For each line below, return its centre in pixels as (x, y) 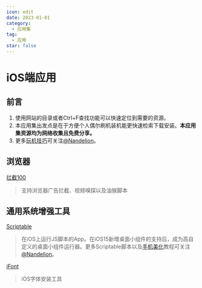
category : (19, 23)
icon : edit (20, 12)
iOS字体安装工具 (42, 279)
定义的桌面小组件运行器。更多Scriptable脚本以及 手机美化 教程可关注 (106, 246)
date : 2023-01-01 (28, 18)
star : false (21, 46)
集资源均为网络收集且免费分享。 (55, 133)
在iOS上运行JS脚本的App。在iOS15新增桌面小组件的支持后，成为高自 (107, 239)
